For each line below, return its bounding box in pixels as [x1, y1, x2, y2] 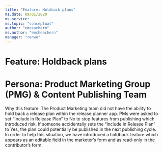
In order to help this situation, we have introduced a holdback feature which [5, 132, 158, 137]
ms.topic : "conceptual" [5, 21, 54, 26]
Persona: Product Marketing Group [5, 78, 151, 90]
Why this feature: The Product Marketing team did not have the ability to [5, 106, 151, 111]
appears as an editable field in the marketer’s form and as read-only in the [5, 137, 155, 143]
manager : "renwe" [5, 35, 41, 40]
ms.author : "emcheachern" [5, 30, 58, 35]
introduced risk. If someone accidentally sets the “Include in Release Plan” [5, 121, 156, 127]
